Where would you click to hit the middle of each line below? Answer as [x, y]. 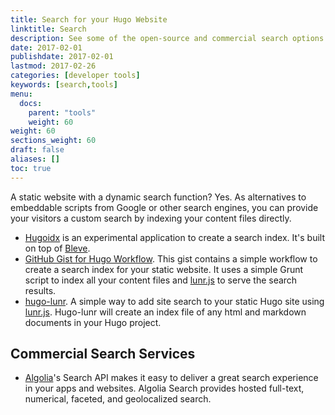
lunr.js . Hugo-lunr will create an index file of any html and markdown [165, 312]
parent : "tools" [62, 112]
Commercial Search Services [103, 354]
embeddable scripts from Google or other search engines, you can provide [164, 207]
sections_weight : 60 [53, 141]
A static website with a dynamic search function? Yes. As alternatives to [158, 197]
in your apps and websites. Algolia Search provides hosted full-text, [164, 388]
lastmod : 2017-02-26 [53, 66]
